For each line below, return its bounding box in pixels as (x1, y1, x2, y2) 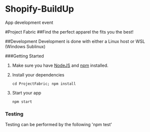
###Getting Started (5, 53, 44, 59)
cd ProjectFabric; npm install (12, 81, 76, 86)
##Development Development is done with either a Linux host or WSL (5, 38, 145, 44)
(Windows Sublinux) (5, 43, 45, 49)
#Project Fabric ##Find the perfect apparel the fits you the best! (5, 29, 133, 35)
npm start (12, 99, 33, 104)
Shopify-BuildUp (5, 3, 74, 15)
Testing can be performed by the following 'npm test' (5, 122, 112, 128)
